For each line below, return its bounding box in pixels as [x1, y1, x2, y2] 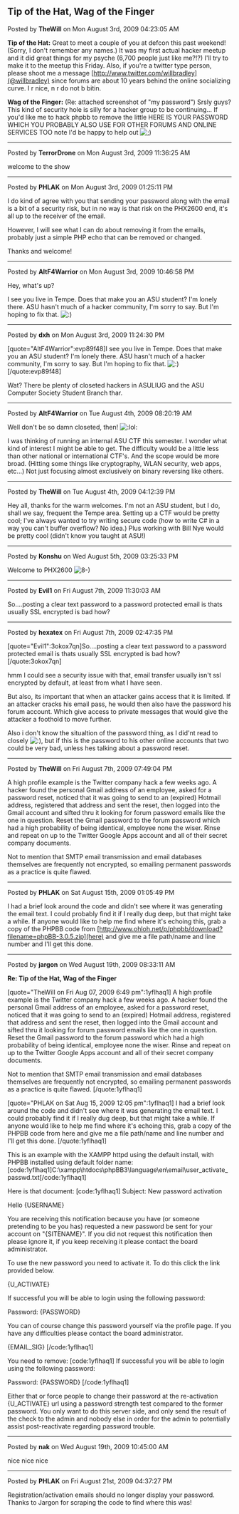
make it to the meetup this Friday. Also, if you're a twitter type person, [7, 61, 212, 70]
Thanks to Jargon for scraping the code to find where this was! [7, 1498, 192, 1506]
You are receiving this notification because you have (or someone [7, 1214, 201, 1223]
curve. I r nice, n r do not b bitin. [7, 83, 102, 92]
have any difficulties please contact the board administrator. [7, 1329, 184, 1337]
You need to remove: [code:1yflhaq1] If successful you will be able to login [7, 1357, 225, 1365]
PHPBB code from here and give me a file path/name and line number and [7, 1129, 224, 1137]
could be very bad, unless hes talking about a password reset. [7, 744, 190, 752]
